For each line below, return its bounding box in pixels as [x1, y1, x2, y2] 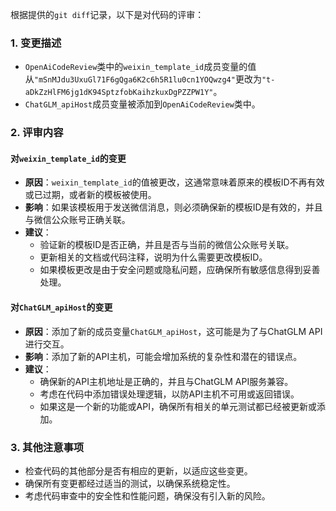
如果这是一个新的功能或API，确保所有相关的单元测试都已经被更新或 [39, 400, 317, 412]
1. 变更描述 [10, 36, 62, 50]
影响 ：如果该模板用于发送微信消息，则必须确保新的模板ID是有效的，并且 [24, 201, 323, 213]
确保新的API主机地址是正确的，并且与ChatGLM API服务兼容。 [39, 375, 294, 387]
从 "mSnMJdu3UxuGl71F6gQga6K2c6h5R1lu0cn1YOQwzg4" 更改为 [24, 73, 262, 85]
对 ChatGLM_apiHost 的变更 [10, 301, 113, 313]
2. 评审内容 [10, 126, 64, 140]
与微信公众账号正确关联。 [24, 214, 131, 226]
